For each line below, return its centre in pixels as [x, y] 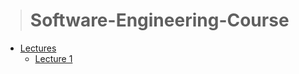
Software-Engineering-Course [159, 20]
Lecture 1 [53, 58]
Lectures [38, 48]
